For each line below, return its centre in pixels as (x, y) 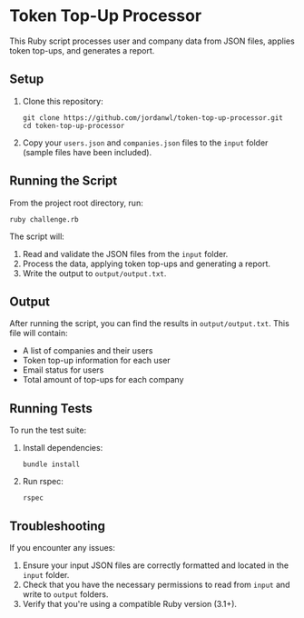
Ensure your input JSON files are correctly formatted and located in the (155, 565)
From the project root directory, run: (76, 203)
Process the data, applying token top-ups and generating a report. (146, 264)
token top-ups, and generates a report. (82, 50)
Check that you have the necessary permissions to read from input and (156, 584)
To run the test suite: (48, 430)
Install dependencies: (63, 448)
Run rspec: (43, 482)
